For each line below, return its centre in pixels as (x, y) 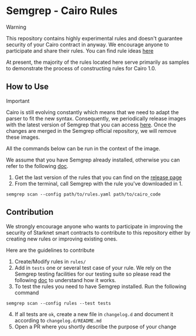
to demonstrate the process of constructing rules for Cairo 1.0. (81, 68)
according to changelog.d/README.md (58, 320)
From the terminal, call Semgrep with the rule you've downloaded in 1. (99, 183)
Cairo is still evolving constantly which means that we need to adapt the (92, 112)
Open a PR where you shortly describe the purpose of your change (95, 327)
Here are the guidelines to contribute (50, 250)
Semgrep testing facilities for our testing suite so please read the (92, 274)
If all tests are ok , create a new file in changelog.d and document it (94, 314)
